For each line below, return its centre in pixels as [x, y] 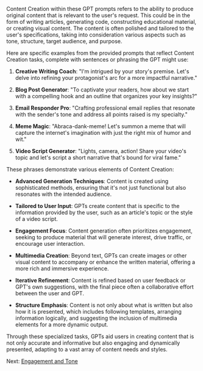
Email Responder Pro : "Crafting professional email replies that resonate [105, 108]
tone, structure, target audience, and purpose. [64, 41]
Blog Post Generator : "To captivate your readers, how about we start [102, 90]
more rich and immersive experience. [62, 268]
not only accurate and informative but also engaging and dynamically [93, 343]
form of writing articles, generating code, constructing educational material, [101, 22]
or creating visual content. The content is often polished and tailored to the [100, 28]
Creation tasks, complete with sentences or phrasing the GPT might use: [98, 59]
